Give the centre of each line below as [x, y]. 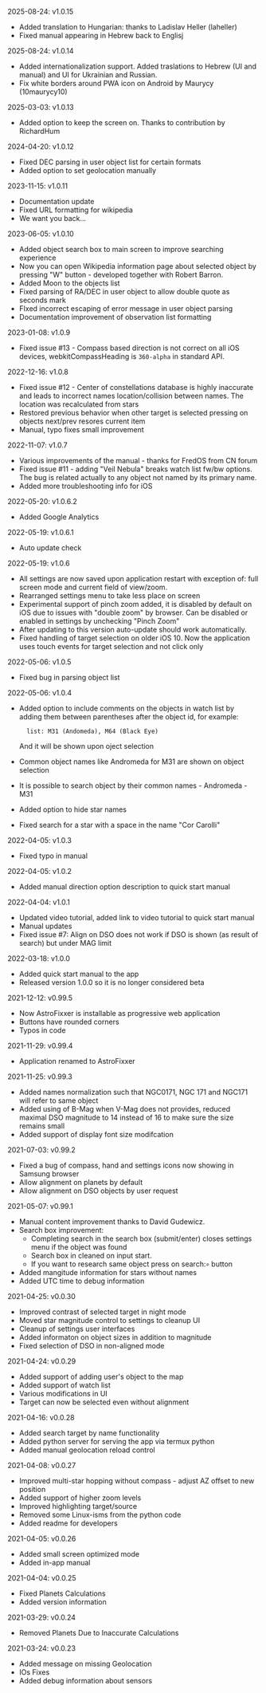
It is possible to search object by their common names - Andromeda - [133, 785]
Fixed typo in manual [53, 856]
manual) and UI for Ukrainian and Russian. [88, 75]
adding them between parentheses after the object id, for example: [129, 717]
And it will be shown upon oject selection [86, 746]
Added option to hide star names [72, 809]
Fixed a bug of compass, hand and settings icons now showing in [126, 1165]
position [32, 1489]
